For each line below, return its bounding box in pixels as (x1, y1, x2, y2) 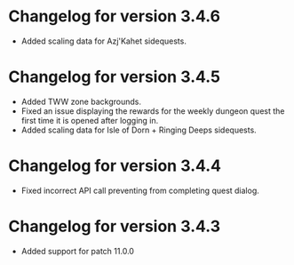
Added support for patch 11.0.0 (20, 245, 135, 256)
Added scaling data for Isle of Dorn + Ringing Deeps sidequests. (20, 124, 257, 135)
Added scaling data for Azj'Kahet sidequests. (20, 36, 187, 46)
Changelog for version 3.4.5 (8, 67, 221, 87)
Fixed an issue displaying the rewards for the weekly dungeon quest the (20, 105, 285, 116)
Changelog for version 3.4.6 (8, 6, 221, 27)
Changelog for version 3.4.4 (8, 156, 222, 176)
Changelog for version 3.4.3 (8, 216, 221, 237)
